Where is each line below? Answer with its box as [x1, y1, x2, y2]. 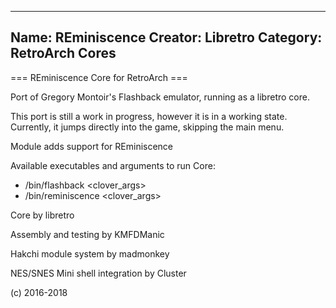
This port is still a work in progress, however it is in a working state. [10, 110, 288, 122]
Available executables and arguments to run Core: [10, 159, 216, 171]
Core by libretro [10, 209, 75, 221]
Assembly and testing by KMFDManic [10, 228, 165, 240]
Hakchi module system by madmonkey [10, 247, 170, 260]
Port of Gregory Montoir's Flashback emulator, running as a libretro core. [10, 91, 310, 103]
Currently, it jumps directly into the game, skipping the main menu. [10, 121, 285, 133]
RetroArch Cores [10, 45, 117, 62]
